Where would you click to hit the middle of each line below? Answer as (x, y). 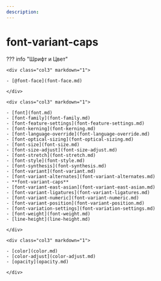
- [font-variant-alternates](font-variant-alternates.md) (81, 176)
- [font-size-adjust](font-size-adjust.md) (62, 150)
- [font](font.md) (29, 113)
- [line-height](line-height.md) (48, 219)
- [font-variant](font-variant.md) (51, 171)
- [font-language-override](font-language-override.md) (78, 134)
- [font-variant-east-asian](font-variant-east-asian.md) (81, 187)
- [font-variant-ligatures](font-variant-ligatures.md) (78, 192)
